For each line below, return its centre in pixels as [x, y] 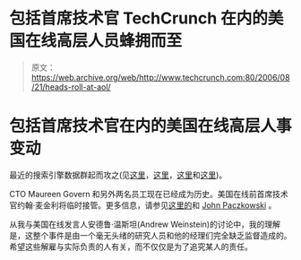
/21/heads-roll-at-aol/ [71, 87]
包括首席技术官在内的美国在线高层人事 [151, 126]
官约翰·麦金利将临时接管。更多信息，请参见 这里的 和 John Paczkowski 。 [143, 205]
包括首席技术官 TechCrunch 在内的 [139, 18]
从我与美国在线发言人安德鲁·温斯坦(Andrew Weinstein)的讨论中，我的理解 [145, 224]
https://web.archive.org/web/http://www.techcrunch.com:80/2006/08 [160, 77]
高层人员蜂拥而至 [120, 41]
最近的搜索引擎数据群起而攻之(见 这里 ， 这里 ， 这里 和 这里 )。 [118, 175]
